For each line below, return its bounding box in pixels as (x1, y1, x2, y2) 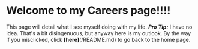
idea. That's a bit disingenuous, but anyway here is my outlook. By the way (6, 29, 191, 36)
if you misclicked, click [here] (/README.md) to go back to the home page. (6, 36, 191, 43)
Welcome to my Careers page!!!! (6, 4, 171, 17)
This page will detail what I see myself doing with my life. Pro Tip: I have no (6, 23, 193, 30)
